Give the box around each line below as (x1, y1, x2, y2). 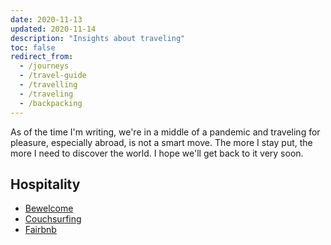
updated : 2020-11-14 (10, 24, 97, 34)
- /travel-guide (19, 71, 87, 81)
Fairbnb (24, 224, 57, 236)
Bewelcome (24, 202, 74, 215)
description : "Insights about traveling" (10, 33, 186, 43)
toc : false (10, 42, 56, 53)
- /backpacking (19, 98, 83, 108)
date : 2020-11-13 (10, 14, 83, 25)
